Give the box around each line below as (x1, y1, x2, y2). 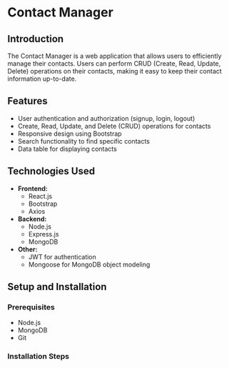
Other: (17, 244, 38, 254)
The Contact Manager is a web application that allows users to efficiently (7, 51, 222, 60)
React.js (28, 192, 52, 200)
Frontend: (17, 184, 48, 193)
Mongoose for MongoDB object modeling (28, 260, 151, 269)
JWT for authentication (28, 252, 96, 261)
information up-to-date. (7, 74, 77, 83)
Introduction (7, 33, 64, 45)
